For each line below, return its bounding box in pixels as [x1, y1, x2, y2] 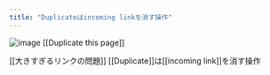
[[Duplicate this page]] [43, 37, 125, 48]
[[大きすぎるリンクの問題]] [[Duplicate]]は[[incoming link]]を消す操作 [9, 55, 261, 66]
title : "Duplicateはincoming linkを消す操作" [9, 12, 173, 22]
